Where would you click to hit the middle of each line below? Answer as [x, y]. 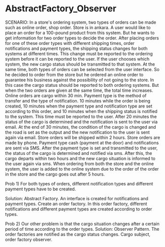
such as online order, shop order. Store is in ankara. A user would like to [78, 27]
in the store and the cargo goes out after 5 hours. [55, 174]
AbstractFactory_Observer [61, 9]
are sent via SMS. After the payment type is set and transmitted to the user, [82, 148]
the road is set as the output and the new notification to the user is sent [78, 132]
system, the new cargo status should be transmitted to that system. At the [80, 64]
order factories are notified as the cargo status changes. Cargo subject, [78, 234]
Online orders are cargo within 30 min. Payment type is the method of [76, 95]
